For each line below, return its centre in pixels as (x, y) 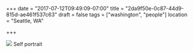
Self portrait (28, 44)
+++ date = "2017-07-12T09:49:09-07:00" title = (65, 8)
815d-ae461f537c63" (32, 15)
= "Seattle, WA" (25, 21)
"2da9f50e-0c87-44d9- (155, 8)
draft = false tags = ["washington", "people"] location (123, 15)
